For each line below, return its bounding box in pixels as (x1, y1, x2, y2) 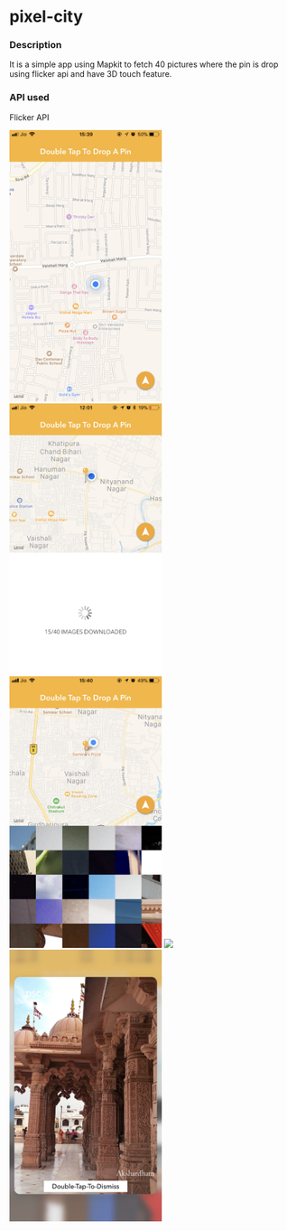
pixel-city (9, 6, 84, 27)
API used (9, 91, 50, 104)
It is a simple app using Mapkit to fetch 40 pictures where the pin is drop (9, 59, 279, 70)
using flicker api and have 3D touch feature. (9, 69, 172, 80)
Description (9, 39, 62, 52)
